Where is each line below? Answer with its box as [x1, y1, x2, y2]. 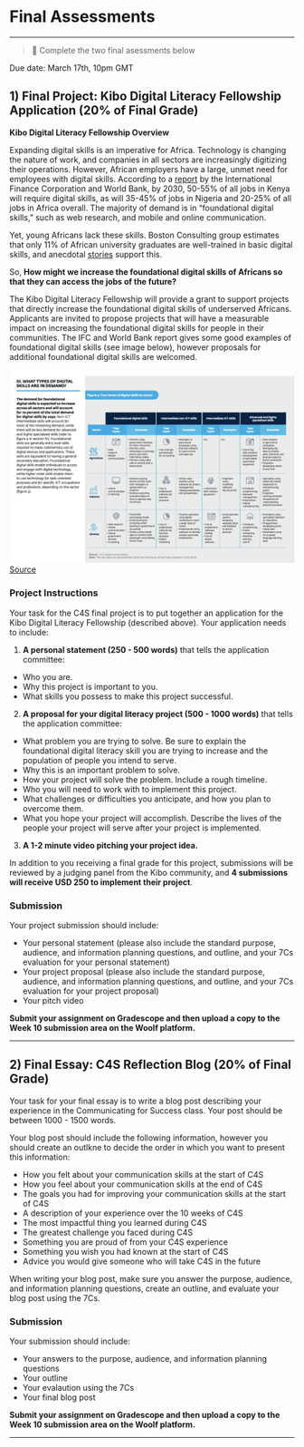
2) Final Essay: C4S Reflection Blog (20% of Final [9, 1057, 292, 1073]
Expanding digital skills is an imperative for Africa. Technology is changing [9, 144, 287, 155]
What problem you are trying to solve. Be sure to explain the [22, 735, 247, 746]
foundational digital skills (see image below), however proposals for [9, 342, 261, 353]
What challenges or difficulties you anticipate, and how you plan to [22, 793, 271, 804]
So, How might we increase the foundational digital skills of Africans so [9, 266, 283, 277]
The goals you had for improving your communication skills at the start [22, 1188, 287, 1199]
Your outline [22, 1373, 68, 1384]
